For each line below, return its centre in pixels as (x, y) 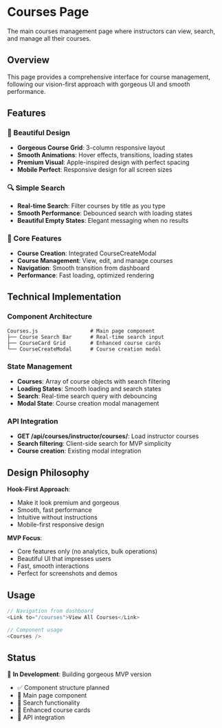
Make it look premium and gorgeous (68, 503)
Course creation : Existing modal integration (79, 451)
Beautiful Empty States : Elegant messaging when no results (103, 220)
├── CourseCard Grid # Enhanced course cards (84, 343)
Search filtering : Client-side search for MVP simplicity (94, 444)
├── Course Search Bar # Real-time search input (86, 337)
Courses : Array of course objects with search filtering (93, 382)
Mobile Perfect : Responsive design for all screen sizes (95, 170)
